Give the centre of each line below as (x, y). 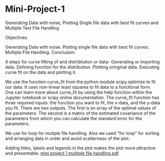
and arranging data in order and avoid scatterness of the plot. (67, 138)
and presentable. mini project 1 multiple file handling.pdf (62, 153)
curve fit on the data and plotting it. (41, 72)
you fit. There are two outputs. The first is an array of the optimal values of (81, 108)
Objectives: (16, 37)
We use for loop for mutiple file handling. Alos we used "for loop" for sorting (82, 133)
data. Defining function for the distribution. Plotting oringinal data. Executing (82, 67)
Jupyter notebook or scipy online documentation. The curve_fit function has (82, 97)
